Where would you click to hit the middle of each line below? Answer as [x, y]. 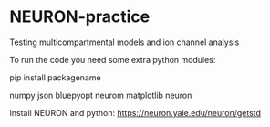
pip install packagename [56, 77]
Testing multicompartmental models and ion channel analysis [125, 42]
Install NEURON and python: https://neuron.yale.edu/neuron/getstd [135, 112]
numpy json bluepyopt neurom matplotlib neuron [101, 95]
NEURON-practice [80, 17]
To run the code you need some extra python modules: [113, 59]
